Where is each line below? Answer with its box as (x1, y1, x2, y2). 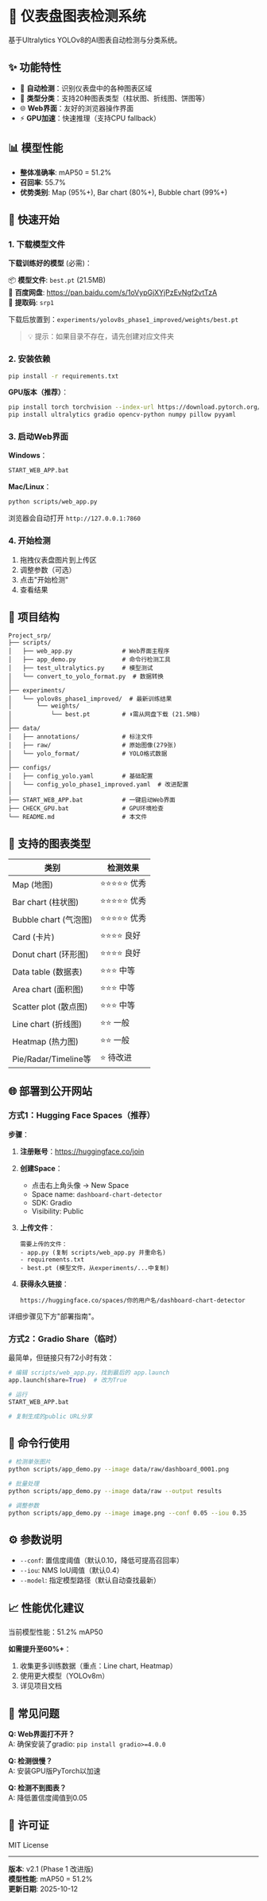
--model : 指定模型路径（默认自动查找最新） (19, 1575, 161, 1585)
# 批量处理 (8, 1480, 40, 1488)
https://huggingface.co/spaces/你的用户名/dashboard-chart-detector (19, 1296, 246, 1304)
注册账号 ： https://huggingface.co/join (19, 1146, 145, 1156)
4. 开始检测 (8, 535, 51, 547)
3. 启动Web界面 (8, 431, 69, 442)
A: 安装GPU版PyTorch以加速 (8, 1766, 101, 1775)
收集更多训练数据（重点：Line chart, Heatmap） (19, 1661, 177, 1671)
